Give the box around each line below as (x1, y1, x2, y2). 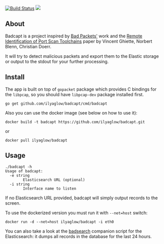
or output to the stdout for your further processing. (5, 58, 109, 64)
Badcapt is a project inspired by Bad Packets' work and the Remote (5, 33, 143, 39)
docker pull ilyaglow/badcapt (5, 137, 68, 143)
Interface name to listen (23, 186, 77, 191)
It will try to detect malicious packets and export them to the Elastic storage (5, 53, 159, 59)
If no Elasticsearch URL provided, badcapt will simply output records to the (5, 195, 158, 201)
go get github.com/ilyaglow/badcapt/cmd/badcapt (5, 101, 108, 106)
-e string (9, 173, 30, 178)
